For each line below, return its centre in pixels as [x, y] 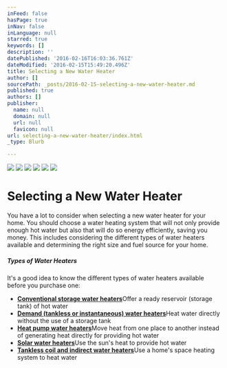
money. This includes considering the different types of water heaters [106, 238]
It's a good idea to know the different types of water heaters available [106, 278]
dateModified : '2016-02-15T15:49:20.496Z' [69, 65]
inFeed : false [28, 13]
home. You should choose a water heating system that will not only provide [113, 223]
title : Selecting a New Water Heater [61, 71]
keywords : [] [26, 46]
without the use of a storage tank [64, 321]
